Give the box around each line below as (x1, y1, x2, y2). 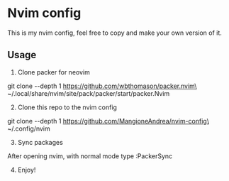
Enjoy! (17, 165, 36, 174)
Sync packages (17, 138, 64, 146)
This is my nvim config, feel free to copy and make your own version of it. (7, 28, 222, 37)
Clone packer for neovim (17, 67, 90, 76)
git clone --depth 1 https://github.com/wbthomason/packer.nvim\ (7, 82, 197, 90)
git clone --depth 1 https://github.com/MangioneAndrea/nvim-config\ (7, 116, 209, 125)
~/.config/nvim (7, 124, 51, 133)
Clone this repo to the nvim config (17, 103, 117, 111)
